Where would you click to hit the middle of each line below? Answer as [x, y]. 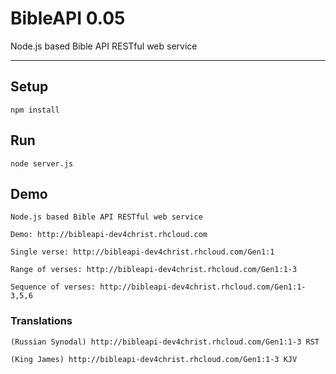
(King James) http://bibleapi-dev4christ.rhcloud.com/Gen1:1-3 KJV [154, 359]
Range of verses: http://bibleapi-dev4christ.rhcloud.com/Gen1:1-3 [154, 270]
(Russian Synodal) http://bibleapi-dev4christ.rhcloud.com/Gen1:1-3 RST [165, 342]
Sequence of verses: [53, 287]
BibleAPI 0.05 [68, 18]
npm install [35, 110]
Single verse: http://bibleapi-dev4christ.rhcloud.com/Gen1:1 [142, 252]
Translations [41, 321]
